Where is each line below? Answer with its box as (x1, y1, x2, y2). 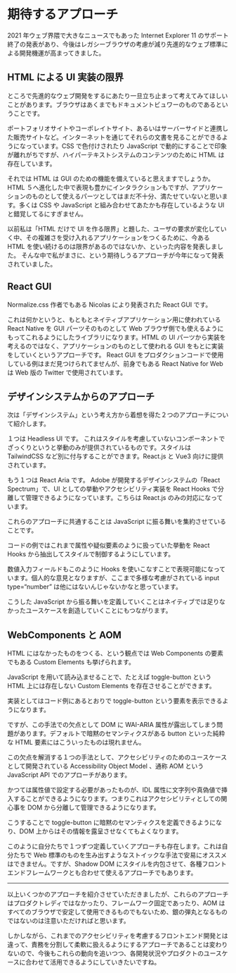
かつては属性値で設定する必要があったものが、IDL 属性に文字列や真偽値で (7, 785, 222, 794)
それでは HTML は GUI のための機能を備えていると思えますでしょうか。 (7, 174, 215, 183)
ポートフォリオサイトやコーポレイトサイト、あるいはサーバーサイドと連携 (7, 124, 223, 133)
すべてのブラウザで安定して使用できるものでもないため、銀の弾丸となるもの (7, 907, 228, 917)
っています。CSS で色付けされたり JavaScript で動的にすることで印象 (25, 142, 227, 150)
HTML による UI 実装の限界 (7, 71, 124, 83)
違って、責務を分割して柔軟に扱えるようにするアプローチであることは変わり (7, 941, 228, 949)
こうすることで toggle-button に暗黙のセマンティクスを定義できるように (7, 819, 216, 827)
